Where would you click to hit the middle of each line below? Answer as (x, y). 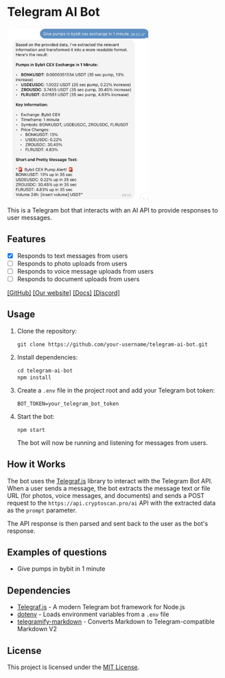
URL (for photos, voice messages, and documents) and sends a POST (106, 495)
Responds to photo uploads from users (72, 263)
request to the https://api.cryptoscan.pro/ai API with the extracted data (111, 503)
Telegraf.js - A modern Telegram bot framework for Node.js (101, 607)
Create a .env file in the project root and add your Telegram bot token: (116, 390)
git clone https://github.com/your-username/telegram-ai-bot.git (112, 345)
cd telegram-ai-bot (45, 371)
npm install (34, 378)
